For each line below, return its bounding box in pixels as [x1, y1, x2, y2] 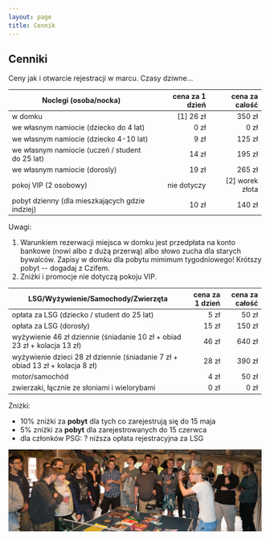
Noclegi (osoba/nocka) [42, 96, 121, 105]
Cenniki [8, 52, 48, 66]
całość [235, 298, 259, 308]
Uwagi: [8, 222, 32, 232]
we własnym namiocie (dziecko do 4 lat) [11, 123, 145, 133]
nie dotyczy [167, 180, 207, 190]
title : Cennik [8, 21, 56, 30]
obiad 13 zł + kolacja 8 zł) [11, 360, 98, 370]
